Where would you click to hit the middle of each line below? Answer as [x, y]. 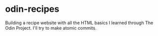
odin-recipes [32, 9]
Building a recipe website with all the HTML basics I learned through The [79, 23]
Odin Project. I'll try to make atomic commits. [51, 28]
